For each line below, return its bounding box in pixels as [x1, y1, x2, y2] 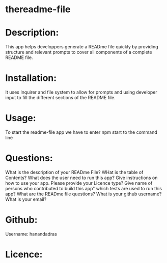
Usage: [5, 112, 37, 124]
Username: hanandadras [5, 230, 58, 237]
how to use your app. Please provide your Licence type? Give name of [5, 180, 153, 186]
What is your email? [5, 196, 47, 202]
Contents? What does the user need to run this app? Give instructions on [5, 174, 158, 181]
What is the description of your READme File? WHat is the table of [5, 169, 144, 175]
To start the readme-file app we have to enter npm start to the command [5, 129, 158, 135]
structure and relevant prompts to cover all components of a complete [5, 49, 152, 55]
